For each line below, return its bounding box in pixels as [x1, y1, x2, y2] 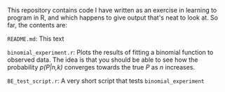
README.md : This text [7, 34, 64, 43]
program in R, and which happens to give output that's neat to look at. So [7, 13, 219, 22]
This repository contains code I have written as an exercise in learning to [7, 6, 217, 14]
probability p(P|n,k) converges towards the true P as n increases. [7, 63, 195, 71]
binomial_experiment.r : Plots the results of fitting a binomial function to [7, 48, 214, 56]
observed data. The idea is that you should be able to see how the [7, 55, 198, 64]
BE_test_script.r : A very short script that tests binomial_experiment [7, 77, 205, 85]
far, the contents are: [7, 21, 68, 29]
